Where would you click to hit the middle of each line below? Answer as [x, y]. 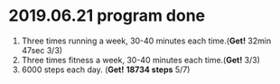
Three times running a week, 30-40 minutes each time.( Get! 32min [146, 41]
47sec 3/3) [42, 50]
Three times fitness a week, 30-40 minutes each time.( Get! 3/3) [141, 60]
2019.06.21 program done [107, 16]
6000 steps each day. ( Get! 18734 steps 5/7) [106, 70]
